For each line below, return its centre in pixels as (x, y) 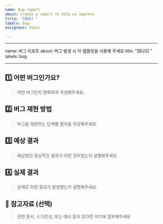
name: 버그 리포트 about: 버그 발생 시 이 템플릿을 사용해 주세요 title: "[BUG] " (79, 51)
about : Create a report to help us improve (50, 14)
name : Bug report (23, 9)
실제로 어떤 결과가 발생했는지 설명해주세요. (57, 187)
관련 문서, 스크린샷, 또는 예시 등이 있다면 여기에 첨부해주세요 (74, 217)
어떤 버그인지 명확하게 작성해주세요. (51, 92)
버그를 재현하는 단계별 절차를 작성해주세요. (57, 124)
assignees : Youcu (23, 28)
